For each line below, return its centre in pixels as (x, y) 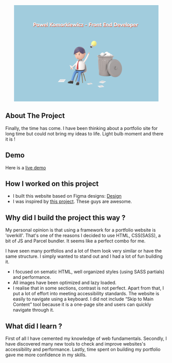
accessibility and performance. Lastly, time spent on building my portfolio (83, 350)
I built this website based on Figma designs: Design (67, 196)
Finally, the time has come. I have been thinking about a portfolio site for (82, 128)
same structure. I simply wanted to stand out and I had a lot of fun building (84, 256)
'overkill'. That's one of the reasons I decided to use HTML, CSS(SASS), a (83, 236)
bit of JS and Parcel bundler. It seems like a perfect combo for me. (75, 241)
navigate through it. (33, 310)
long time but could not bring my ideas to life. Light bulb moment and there (84, 133)
